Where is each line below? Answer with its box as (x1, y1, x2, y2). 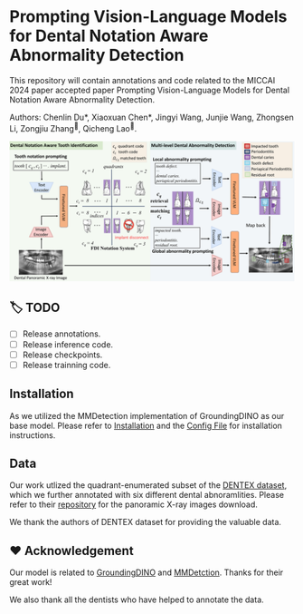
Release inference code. (22, 338, 114, 350)
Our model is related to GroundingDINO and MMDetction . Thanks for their (9, 567, 284, 578)
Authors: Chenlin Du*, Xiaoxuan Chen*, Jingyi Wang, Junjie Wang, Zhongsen (9, 112, 294, 122)
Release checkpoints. (22, 349, 103, 360)
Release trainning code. (22, 359, 111, 370)
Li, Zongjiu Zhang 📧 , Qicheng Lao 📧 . (9, 121, 137, 133)
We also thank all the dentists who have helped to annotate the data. (9, 594, 264, 605)
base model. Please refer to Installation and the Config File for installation (9, 420, 283, 431)
